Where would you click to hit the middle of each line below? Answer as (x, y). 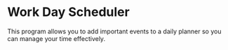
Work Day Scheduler (68, 12)
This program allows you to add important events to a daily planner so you (114, 31)
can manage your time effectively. (56, 38)
